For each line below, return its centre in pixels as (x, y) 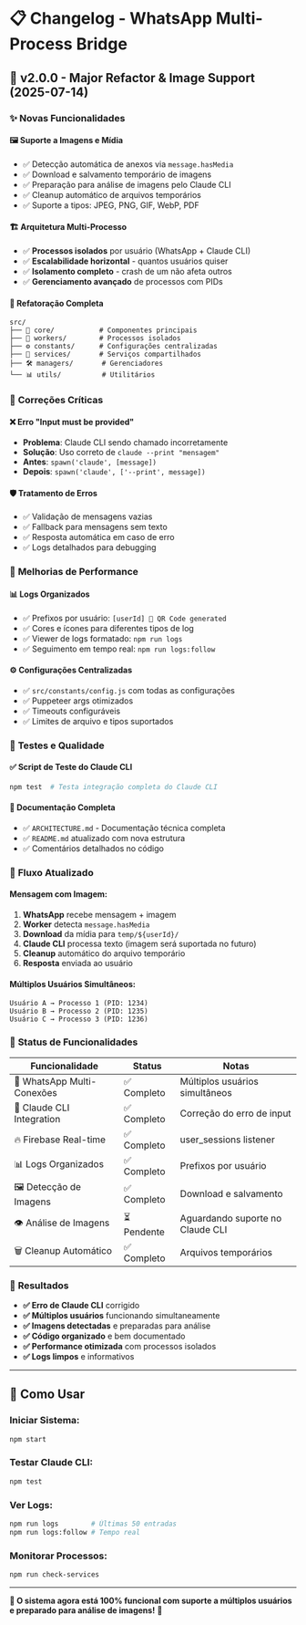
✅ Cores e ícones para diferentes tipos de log (108, 628)
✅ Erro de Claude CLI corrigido (81, 1305)
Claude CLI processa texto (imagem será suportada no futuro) (139, 944)
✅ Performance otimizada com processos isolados (119, 1346)
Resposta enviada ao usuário (78, 964)
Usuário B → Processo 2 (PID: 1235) (79, 1011)
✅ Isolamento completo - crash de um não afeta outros (127, 271)
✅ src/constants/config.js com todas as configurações (128, 690)
